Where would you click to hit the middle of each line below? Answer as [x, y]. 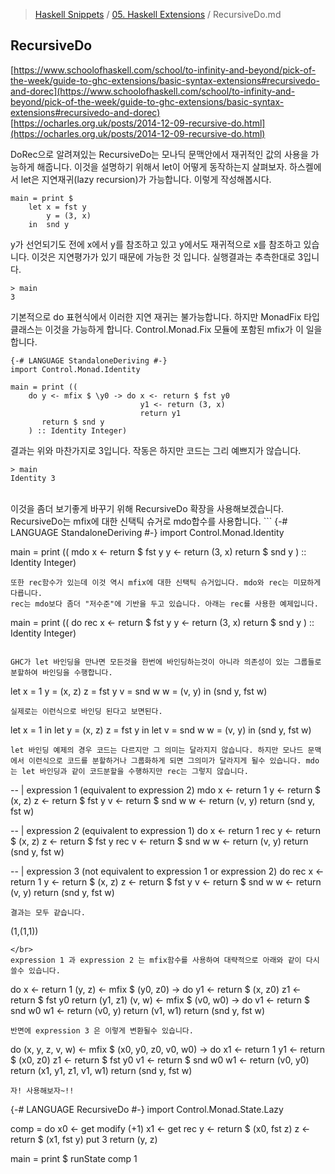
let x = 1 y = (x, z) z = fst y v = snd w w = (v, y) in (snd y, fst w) [139, 691]
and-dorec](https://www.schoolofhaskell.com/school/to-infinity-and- [153, 91]
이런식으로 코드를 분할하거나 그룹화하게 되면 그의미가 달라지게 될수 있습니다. [165, 760]
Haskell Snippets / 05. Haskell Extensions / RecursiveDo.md [158, 14]
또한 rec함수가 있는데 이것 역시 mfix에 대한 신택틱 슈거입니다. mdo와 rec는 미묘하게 [166, 582]
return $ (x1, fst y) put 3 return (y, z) [84, 1139]
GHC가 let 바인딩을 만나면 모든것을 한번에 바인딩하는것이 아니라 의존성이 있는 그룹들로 [166, 662]
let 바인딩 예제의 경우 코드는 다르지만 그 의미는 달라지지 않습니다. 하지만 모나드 [157, 750]
